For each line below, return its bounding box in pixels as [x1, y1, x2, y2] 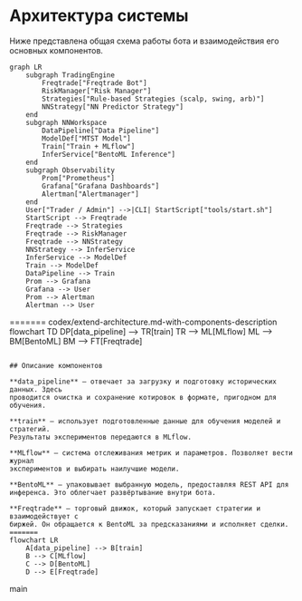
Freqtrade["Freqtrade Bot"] [42, 78, 147, 87]
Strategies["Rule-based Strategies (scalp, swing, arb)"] [42, 94, 265, 103]
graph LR [9, 63, 42, 72]
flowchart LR [9, 536, 59, 545]
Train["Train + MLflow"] [42, 141, 136, 150]
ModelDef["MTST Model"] [42, 133, 131, 143]
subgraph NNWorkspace [25, 118, 107, 127]
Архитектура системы [9, 5, 189, 26]
